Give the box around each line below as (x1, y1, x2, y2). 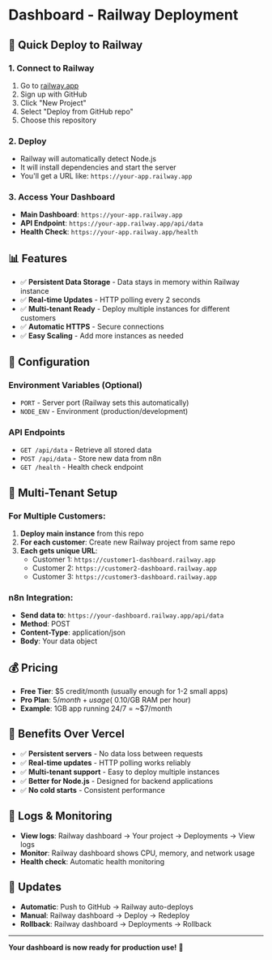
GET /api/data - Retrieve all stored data (19, 445, 152, 455)
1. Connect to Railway (8, 62, 95, 74)
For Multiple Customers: (8, 510, 106, 521)
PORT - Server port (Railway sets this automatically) (19, 398, 189, 407)
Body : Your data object (19, 636, 98, 646)
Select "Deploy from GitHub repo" (19, 106, 134, 116)
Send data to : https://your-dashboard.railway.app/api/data (19, 610, 224, 620)
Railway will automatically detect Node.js (19, 154, 156, 164)
